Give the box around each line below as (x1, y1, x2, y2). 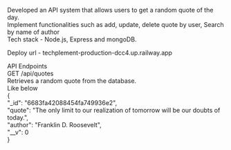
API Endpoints (7, 62, 48, 70)
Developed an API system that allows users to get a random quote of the (7, 6, 214, 14)
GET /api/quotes (7, 69, 54, 77)
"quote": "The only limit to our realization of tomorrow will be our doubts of (7, 106, 221, 114)
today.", (7, 113, 29, 122)
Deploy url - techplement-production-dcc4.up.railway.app (7, 48, 173, 57)
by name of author (7, 28, 60, 36)
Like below (7, 84, 38, 92)
